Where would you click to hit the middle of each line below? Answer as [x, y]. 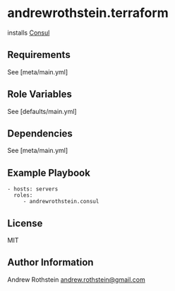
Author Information [50, 262]
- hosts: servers [33, 189]
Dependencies [40, 133]
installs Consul [29, 33]
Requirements [39, 55]
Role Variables [40, 95]
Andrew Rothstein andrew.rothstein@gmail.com [77, 279]
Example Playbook [49, 172]
